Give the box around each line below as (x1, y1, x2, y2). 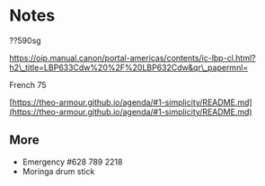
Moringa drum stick (22, 165, 95, 176)
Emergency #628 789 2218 (22, 156, 123, 167)
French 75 (9, 79, 47, 90)
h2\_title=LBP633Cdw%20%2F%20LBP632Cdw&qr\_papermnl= (9, 62, 249, 73)
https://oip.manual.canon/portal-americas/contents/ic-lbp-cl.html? (9, 52, 256, 63)
